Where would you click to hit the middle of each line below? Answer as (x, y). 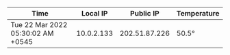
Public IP (144, 13)
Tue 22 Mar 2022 (39, 25)
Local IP (94, 13)
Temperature (198, 13)
